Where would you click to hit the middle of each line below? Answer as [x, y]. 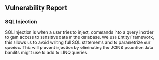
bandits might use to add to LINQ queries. [47, 52]
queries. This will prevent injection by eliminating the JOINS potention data [79, 47]
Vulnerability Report [36, 8]
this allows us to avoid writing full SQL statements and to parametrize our [78, 42]
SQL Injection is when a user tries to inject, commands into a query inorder [79, 32]
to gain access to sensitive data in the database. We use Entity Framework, [80, 37]
